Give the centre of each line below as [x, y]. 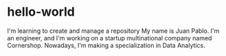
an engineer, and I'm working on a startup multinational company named [110, 38]
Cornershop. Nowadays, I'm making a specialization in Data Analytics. [106, 45]
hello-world [41, 12]
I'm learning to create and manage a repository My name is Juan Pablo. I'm [113, 31]
